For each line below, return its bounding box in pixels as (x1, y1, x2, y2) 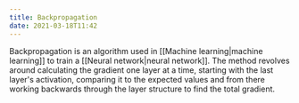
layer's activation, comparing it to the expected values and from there (9, 74, 265, 84)
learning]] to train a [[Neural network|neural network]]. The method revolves (9, 55, 290, 66)
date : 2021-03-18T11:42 (9, 21, 98, 30)
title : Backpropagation (9, 12, 98, 22)
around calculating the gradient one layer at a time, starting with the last (9, 64, 274, 75)
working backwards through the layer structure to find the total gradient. (9, 83, 275, 94)
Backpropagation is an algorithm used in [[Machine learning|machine (9, 45, 263, 56)
